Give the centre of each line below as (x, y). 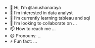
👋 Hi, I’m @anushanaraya (35, 8)
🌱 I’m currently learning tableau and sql (50, 18)
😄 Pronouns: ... (26, 36)
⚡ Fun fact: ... (23, 41)
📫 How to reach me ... (33, 29)
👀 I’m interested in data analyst (41, 13)
